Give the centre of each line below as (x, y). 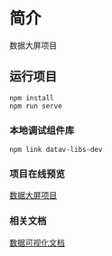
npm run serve (36, 106)
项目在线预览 (37, 174)
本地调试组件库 (42, 130)
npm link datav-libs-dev (56, 150)
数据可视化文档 (37, 242)
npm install (32, 98)
